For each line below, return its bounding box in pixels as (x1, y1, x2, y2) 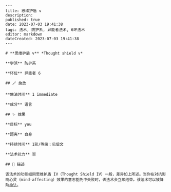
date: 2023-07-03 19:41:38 (5, 22, 63, 27)
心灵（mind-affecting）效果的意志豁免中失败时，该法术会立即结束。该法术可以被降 (9, 177, 164, 182)
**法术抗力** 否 (5, 152, 36, 157)
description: (5, 13, 33, 18)
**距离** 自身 (5, 132, 32, 137)
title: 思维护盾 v (5, 8, 42, 13)
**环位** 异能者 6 (5, 71, 41, 76)
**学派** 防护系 (5, 61, 36, 66)
